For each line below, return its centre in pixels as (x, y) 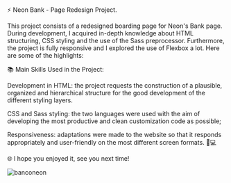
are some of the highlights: (45, 55)
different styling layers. (40, 100)
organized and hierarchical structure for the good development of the (106, 93)
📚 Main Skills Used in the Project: (55, 69)
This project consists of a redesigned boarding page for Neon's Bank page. (115, 26)
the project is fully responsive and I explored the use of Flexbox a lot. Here (113, 48)
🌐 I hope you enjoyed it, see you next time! (68, 158)
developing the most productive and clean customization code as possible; (114, 121)
